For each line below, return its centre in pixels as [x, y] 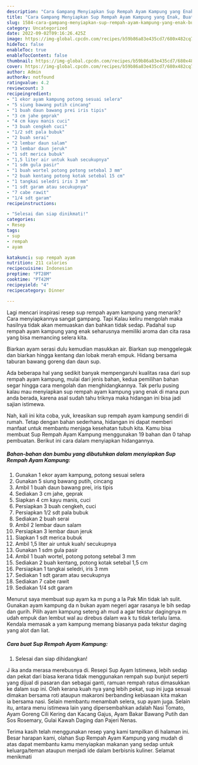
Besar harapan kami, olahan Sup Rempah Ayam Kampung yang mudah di [95, 738]
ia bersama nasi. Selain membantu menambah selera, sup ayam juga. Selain [98, 701]
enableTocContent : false [37, 55]
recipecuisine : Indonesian [40, 269]
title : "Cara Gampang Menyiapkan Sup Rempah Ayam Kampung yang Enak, [94, 17]
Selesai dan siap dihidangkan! [51, 659]
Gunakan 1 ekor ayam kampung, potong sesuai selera [80, 475]
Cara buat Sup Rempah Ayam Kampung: [57, 644]
